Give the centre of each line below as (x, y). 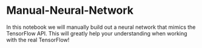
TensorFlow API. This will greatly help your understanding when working (97, 33)
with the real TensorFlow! (38, 40)
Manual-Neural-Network (70, 10)
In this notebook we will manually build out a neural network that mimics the (101, 27)
